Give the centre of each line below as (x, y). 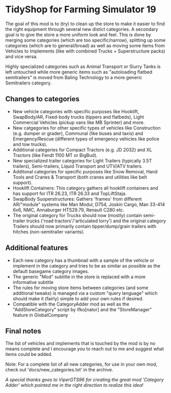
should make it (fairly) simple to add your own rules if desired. (78, 298)
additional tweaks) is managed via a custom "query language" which (85, 293)
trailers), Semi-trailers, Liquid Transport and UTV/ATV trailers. (78, 166)
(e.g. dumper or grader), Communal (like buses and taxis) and (78, 133)
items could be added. (29, 354)
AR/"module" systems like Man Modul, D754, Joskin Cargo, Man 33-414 (89, 204)
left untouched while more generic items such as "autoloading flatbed (79, 72)
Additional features (37, 248)
